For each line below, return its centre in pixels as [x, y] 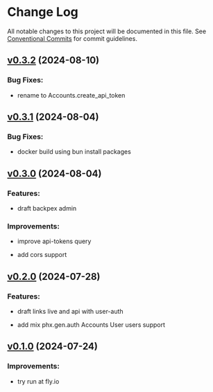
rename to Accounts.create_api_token [71, 95]
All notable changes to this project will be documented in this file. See [107, 31]
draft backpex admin [47, 208]
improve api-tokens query [54, 241]
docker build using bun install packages [74, 152]
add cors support [42, 255]
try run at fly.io [38, 381]
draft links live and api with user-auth [70, 311]
